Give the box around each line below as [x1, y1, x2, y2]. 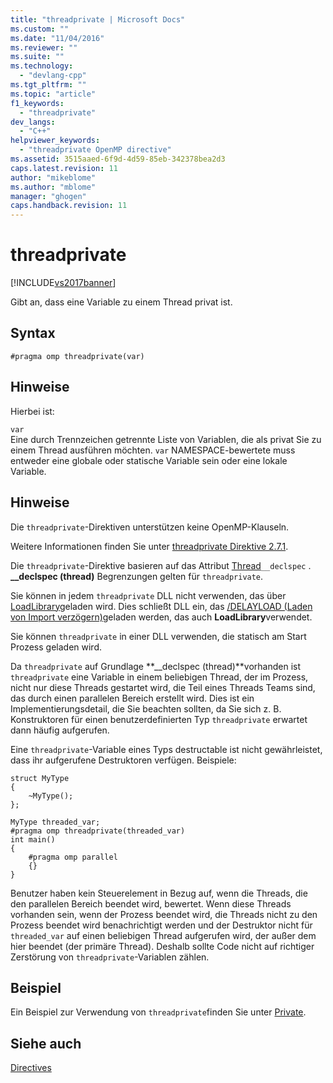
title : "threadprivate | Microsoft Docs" [10, 14, 186, 25]
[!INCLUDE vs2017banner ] [10, 277, 117, 289]
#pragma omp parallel [28, 852, 118, 862]
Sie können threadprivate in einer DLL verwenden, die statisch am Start [10, 630, 307, 642]
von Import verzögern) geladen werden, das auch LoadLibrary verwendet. [10, 611, 313, 623]
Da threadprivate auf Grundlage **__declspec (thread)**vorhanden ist [10, 660, 302, 672]
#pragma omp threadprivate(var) [10, 351, 145, 361]
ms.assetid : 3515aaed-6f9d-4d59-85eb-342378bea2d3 [10, 154, 226, 164]
